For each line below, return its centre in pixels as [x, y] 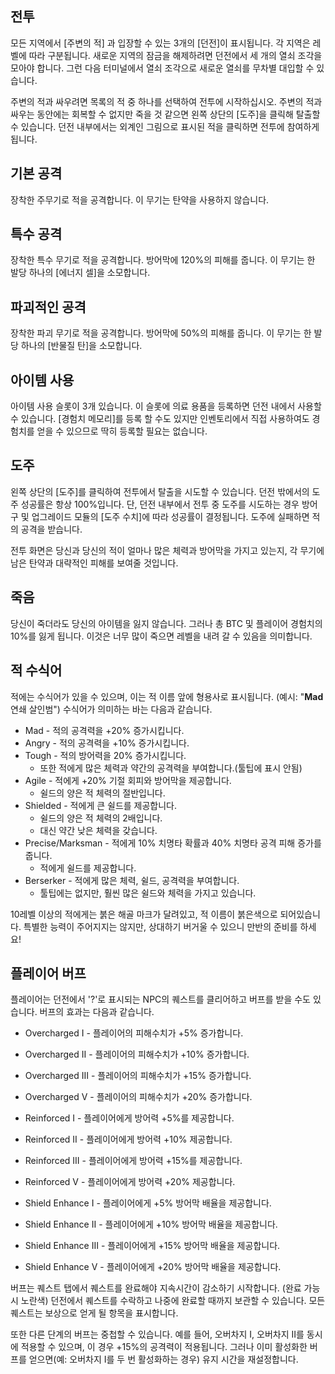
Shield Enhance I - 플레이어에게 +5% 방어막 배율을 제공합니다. [148, 1203]
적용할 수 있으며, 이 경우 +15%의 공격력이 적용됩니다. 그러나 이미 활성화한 [164, 1347]
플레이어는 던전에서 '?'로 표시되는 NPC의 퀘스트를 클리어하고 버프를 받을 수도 [160, 999]
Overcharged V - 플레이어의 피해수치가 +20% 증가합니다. [138, 1097]
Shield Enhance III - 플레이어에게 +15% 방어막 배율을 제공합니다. [152, 1246]
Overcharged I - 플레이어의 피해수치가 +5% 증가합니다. [134, 1033]
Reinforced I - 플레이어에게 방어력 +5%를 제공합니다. [129, 1118]
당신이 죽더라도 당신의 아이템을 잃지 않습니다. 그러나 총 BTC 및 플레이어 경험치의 [166, 623]
